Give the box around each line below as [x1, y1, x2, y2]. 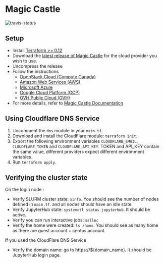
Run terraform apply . [12, 159, 56, 165]
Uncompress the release [12, 63, 63, 69]
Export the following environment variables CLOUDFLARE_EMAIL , [12, 138, 138, 144]
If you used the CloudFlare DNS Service [5, 237, 87, 243]
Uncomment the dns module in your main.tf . [12, 127, 103, 133]
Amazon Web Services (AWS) [19, 79, 81, 85]
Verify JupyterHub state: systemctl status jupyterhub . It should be [12, 207, 150, 212]
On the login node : [5, 187, 45, 193]
